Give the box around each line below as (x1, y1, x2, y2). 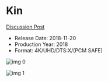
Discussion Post (6, 23, 45, 30)
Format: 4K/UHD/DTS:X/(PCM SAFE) (14, 47, 103, 54)
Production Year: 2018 (14, 41, 68, 48)
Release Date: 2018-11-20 (14, 34, 76, 41)
